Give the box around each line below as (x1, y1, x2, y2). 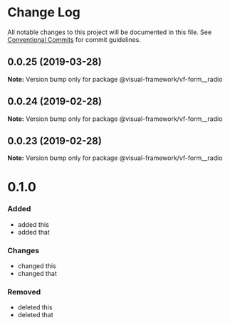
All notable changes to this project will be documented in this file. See (7, 28, 212, 36)
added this (17, 220, 50, 228)
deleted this (17, 303, 53, 311)
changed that (17, 270, 57, 278)
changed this (17, 262, 57, 270)
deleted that (17, 311, 53, 319)
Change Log (7, 4, 80, 21)
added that (17, 228, 50, 236)
